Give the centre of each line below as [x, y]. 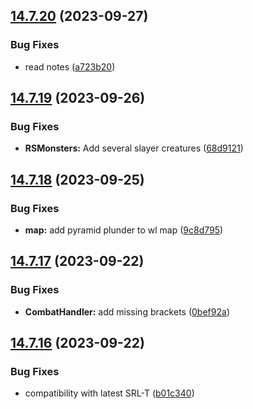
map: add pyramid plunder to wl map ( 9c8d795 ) [124, 230]
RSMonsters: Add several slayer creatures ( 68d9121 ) [134, 148]
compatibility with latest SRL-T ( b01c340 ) [109, 393]
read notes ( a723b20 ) [70, 66]
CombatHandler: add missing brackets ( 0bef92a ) [127, 311]
